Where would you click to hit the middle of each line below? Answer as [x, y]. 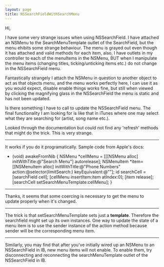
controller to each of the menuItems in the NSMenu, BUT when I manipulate [81, 58]
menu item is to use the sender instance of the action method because [76, 225]
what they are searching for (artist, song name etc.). [57, 118]
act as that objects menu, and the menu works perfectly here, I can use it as [82, 83]
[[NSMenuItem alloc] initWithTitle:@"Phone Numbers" [66, 166]
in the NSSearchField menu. [33, 68]
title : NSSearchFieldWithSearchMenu [42, 14]
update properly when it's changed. [41, 201]
